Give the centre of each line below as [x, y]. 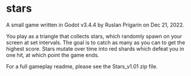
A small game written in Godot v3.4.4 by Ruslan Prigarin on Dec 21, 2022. [95, 25]
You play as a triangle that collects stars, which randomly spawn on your [94, 36]
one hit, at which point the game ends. [53, 55]
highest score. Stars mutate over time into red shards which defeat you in [95, 48]
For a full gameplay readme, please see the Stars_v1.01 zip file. [82, 66]
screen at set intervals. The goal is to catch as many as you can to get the [96, 42]
